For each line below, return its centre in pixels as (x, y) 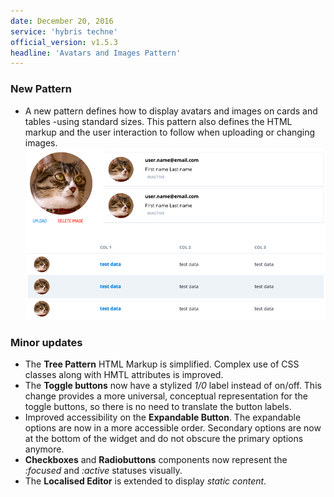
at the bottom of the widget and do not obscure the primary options (164, 439)
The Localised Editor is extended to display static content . (145, 481)
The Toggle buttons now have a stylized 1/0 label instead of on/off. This (173, 386)
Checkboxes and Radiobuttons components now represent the (156, 460)
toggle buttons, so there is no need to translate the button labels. (158, 407)
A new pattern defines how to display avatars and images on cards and (171, 111)
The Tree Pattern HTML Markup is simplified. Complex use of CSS (162, 364)
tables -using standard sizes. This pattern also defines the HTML (158, 121)
